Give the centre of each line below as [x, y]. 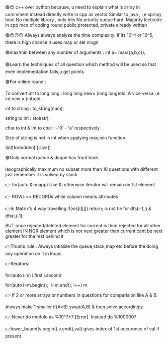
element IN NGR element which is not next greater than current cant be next [84, 231]
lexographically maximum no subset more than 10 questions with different [82, 169]
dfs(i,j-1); [15, 216]
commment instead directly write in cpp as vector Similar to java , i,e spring [83, 14]
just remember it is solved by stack [41, 175]
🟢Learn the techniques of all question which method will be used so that [81, 64]
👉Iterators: [17, 264]
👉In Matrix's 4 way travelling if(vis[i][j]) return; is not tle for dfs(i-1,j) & [78, 209]
